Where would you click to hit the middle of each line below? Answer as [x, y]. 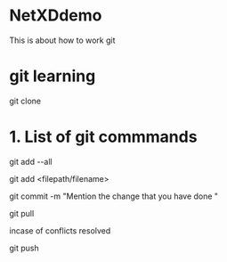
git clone [25, 101]
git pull [22, 213]
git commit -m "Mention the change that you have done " [114, 196]
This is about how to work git [62, 40]
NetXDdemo [56, 16]
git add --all [31, 161]
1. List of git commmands [103, 137]
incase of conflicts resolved [60, 230]
